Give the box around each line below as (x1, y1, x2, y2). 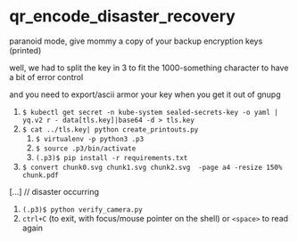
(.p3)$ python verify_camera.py (21, 205, 143, 214)
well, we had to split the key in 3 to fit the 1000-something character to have (9, 62, 289, 73)
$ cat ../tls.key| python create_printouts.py (21, 125, 199, 134)
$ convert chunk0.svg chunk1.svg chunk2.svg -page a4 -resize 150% (21, 163, 283, 172)
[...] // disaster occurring (9, 186, 100, 197)
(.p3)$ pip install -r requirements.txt (35, 153, 188, 162)
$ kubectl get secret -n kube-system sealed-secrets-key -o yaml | (21, 108, 278, 117)
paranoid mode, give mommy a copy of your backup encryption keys (9, 36, 263, 46)
